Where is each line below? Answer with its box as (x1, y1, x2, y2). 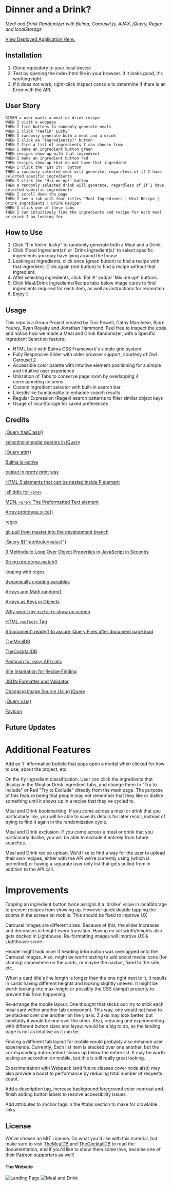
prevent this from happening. (5, 992, 67, 998)
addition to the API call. (5, 866, 54, 873)
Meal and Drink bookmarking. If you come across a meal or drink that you (5, 808, 161, 814)
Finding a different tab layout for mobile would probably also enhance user (5, 1038, 163, 1045)
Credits (5, 415, 30, 424)
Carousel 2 (12, 357, 36, 363)
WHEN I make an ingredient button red (5, 155, 88, 161)
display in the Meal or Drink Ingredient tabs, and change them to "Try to (5, 782, 157, 788)
